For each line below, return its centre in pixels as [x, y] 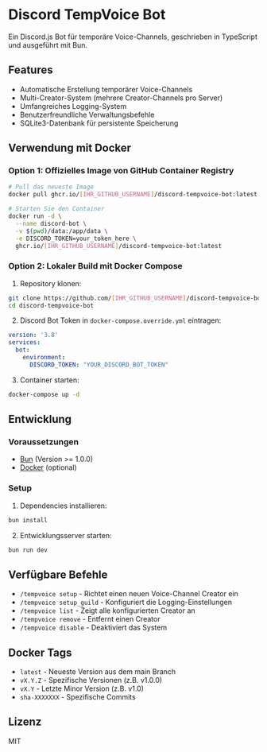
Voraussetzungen [44, 442]
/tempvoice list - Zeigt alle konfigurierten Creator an [108, 611]
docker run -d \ [35, 216]
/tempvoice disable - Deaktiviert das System [93, 628]
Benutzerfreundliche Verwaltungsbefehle [87, 114]
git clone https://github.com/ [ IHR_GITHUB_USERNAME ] [97, 298]
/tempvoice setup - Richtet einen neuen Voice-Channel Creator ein [129, 594]
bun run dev [28, 550]
